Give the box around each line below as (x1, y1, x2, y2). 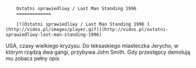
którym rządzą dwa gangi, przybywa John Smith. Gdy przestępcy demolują (5, 48, 191, 55)
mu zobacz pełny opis (5, 55, 60, 62)
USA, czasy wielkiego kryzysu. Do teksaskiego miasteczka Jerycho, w (5, 42, 179, 49)
